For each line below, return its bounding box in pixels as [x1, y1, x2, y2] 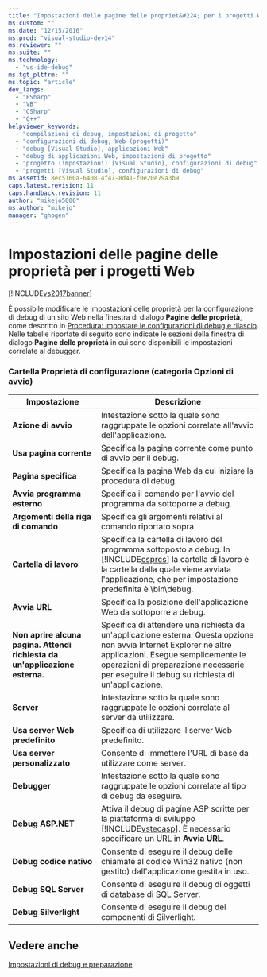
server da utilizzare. [100, 712, 175, 723]
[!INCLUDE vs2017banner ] [8, 289, 93, 298]
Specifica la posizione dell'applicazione [100, 597, 249, 608]
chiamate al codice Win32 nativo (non [100, 856, 243, 867]
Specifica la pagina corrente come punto [100, 443, 253, 454]
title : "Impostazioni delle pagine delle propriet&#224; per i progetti [8, 11, 254, 20]
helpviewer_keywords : [8, 122, 80, 130]
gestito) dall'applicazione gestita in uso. [100, 866, 250, 877]
